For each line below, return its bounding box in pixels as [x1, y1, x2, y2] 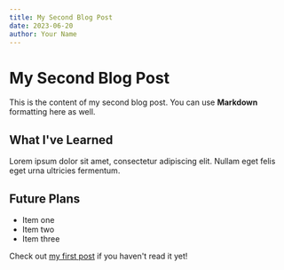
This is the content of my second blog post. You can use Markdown [9, 97, 258, 107]
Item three [21, 233, 60, 244]
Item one [21, 214, 55, 225]
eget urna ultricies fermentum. [9, 165, 121, 176]
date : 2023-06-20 [9, 21, 74, 30]
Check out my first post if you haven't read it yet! [9, 250, 188, 261]
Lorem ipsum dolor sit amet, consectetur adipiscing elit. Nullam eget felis [9, 156, 276, 167]
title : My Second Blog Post [9, 12, 114, 22]
